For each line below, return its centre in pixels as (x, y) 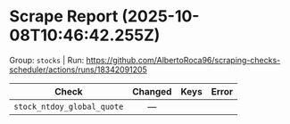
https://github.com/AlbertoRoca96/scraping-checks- (183, 60)
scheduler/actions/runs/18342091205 (78, 70)
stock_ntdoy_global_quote (69, 106)
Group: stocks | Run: (47, 60)
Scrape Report (64, 17)
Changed (152, 91)
